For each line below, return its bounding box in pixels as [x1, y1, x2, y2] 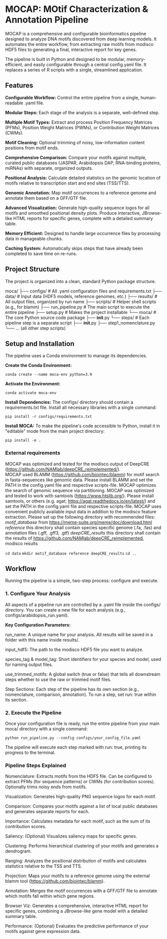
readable [5, 100, 23, 106]
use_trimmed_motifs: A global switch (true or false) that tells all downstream [5, 671, 161, 677]
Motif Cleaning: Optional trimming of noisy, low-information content [5, 139, 145, 145]
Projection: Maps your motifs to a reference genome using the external [5, 873, 150, 879]
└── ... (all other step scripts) [5, 325, 66, 331]
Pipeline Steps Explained [5, 762, 66, 769]
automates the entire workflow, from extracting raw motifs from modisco [5, 41, 154, 47]
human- [140, 94, 157, 100]
